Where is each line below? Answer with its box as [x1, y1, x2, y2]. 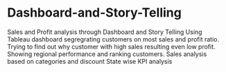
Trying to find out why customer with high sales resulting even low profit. [7, 42, 216, 51]
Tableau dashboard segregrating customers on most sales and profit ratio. [7, 35, 220, 43]
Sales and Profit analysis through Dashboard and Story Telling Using [7, 28, 202, 36]
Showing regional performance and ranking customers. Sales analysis [7, 50, 207, 58]
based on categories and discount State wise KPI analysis [7, 57, 173, 65]
